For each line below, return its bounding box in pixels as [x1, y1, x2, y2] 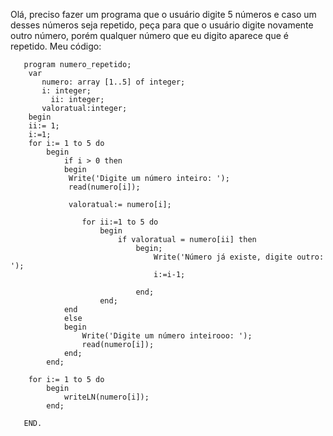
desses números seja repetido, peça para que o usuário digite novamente [10, 19, 314, 31]
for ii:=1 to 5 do [81, 217, 159, 227]
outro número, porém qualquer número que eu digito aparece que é [10, 30, 289, 41]
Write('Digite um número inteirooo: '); [81, 331, 253, 341]
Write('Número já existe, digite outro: [153, 252, 325, 262]
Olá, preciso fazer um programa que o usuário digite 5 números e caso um [10, 9, 317, 20]
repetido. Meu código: [10, 40, 102, 52]
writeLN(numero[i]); [63, 392, 150, 402]
